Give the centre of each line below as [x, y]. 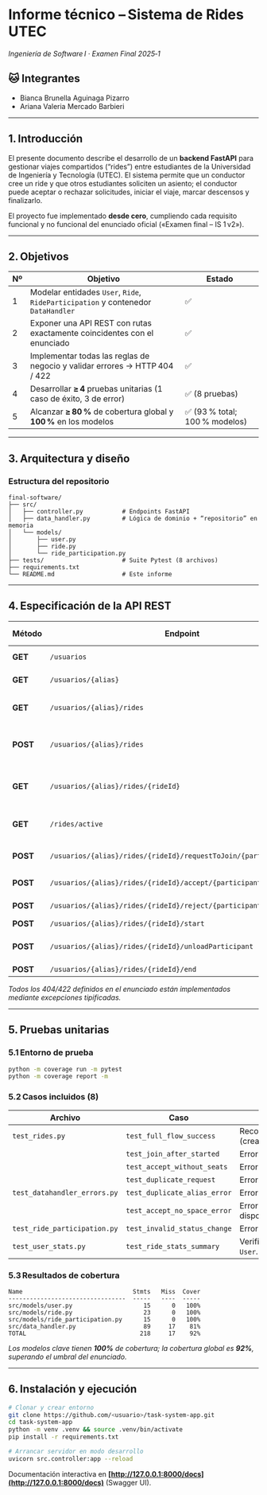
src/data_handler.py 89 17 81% [104, 1326]
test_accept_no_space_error [179, 1210]
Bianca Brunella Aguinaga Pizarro [74, 98]
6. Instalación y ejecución [73, 1390]
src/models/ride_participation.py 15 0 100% [104, 1319]
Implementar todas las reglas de [90, 356]
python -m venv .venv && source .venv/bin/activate [95, 1430]
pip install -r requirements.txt [64, 1437]
